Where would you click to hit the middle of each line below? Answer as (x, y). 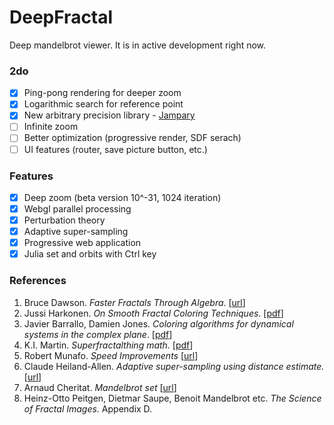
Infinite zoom (51, 127)
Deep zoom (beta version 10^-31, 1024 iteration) (122, 197)
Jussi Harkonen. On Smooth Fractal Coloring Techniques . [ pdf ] (153, 313)
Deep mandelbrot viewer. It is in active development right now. (138, 45)
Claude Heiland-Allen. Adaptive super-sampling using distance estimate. (174, 366)
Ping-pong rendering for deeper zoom (102, 93)
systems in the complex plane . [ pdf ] (98, 334)
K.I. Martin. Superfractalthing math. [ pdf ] (108, 345)
